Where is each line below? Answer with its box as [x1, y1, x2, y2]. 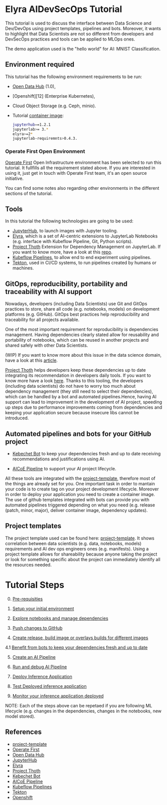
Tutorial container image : [12, 112, 64, 118]
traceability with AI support [5, 287, 92, 296]
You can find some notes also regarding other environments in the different [5, 185, 160, 191]
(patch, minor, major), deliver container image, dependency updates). [5, 507, 148, 513]
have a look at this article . [5, 357, 58, 364]
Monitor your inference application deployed [12, 693, 104, 699]
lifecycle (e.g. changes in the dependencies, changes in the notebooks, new [5, 708, 162, 714]
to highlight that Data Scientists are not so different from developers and [5, 31, 154, 37]
